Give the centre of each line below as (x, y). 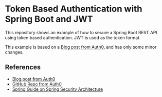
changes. (14, 52)
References (23, 67)
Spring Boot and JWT (49, 19)
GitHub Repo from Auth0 (37, 84)
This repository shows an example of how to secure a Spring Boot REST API (81, 32)
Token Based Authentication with (74, 9)
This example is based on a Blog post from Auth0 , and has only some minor (81, 47)
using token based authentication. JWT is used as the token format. (73, 38)
